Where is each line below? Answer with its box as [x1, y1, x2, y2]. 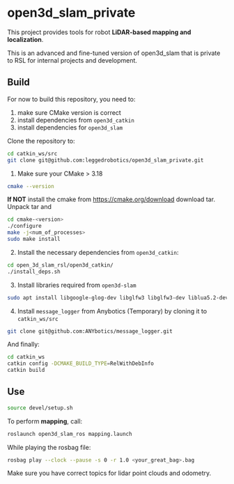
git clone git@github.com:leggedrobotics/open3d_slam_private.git [7, 157, 204, 164]
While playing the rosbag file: [7, 443, 91, 451]
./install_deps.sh [7, 268, 61, 275]
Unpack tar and [7, 203, 52, 211]
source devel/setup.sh [7, 404, 73, 412]
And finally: [7, 340, 40, 349]
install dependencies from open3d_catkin [17, 116, 134, 124]
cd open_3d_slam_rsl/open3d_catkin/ [7, 261, 114, 269]
